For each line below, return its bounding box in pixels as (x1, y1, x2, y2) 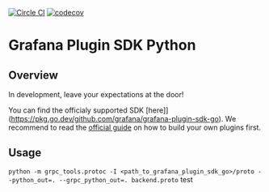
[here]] (145, 105, 169, 115)
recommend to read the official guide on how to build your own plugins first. (8, 122, 261, 132)
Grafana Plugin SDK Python (8, 36, 196, 54)
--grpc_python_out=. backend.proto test (59, 174, 193, 184)
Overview (8, 68, 59, 82)
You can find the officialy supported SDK (8, 105, 144, 115)
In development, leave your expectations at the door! (8, 90, 184, 99)
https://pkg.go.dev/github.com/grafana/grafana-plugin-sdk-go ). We (11, 114, 237, 123)
